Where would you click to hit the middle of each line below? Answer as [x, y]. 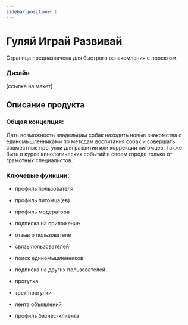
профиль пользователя [44, 188]
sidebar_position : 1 [32, 12]
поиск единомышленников [49, 258]
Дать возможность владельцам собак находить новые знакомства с [94, 135]
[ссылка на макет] [29, 86]
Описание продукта [46, 105]
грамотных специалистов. [40, 160]
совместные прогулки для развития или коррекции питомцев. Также [94, 147]
